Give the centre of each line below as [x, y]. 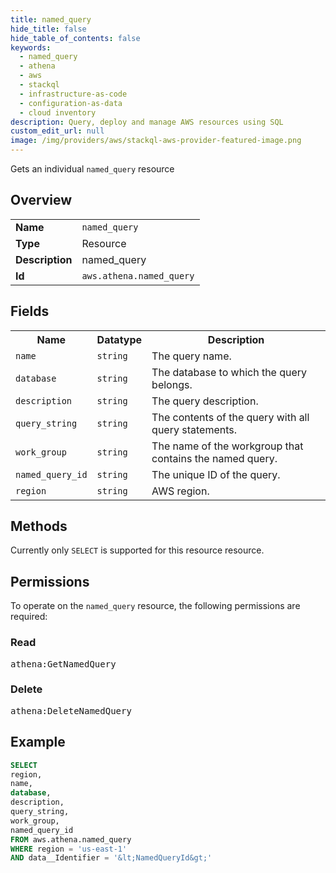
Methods [39, 526]
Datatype [119, 339]
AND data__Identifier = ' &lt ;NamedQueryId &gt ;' [111, 858]
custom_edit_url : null [57, 131]
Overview [41, 200]
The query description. [205, 401]
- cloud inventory [58, 112]
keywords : [31, 47]
